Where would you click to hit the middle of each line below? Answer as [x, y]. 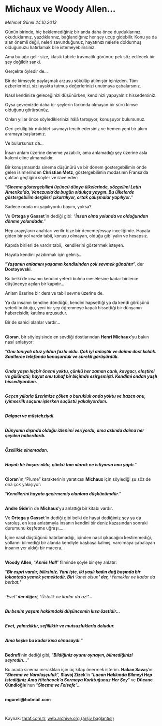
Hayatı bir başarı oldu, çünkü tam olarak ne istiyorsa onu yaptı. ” [71, 464]
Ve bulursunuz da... [24, 143]
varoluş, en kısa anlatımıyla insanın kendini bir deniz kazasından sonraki [76, 523]
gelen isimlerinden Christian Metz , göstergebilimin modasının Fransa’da [77, 172]
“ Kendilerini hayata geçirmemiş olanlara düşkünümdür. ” [63, 493]
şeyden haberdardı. [25, 435]
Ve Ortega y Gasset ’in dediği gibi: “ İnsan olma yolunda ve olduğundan [77, 216]
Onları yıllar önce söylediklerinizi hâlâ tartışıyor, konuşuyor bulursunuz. [75, 119]
